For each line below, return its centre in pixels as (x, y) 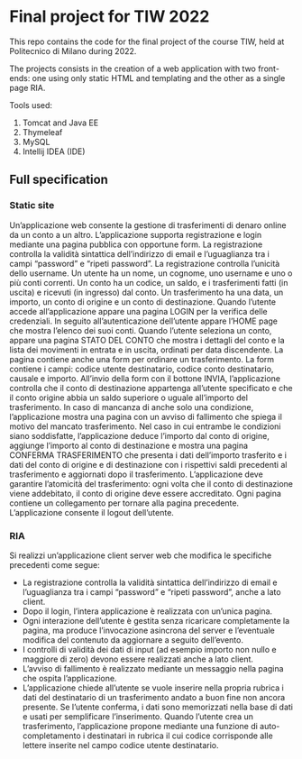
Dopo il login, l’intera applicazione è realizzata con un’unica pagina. (147, 611)
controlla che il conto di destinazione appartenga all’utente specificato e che (151, 388)
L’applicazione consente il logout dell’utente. (92, 512)
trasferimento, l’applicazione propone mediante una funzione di (140, 726)
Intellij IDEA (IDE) (54, 151)
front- (269, 69)
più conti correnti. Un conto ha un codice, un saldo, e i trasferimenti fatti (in (149, 282)
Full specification (59, 180)
